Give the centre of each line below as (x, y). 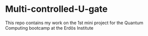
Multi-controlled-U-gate (57, 9)
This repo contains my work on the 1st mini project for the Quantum (74, 23)
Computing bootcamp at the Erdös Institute (49, 28)
